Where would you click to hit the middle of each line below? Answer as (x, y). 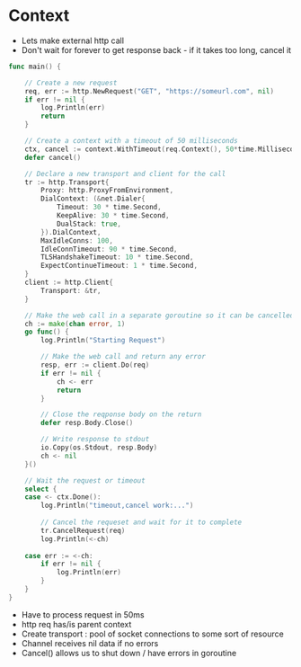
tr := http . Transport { (67, 182)
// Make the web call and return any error (123, 357)
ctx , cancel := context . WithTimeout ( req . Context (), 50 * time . (142, 149)
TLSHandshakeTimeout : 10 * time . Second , (117, 257)
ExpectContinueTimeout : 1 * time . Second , (120, 266)
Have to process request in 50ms (83, 614)
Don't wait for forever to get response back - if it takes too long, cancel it (156, 49)
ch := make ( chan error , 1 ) (75, 324)
